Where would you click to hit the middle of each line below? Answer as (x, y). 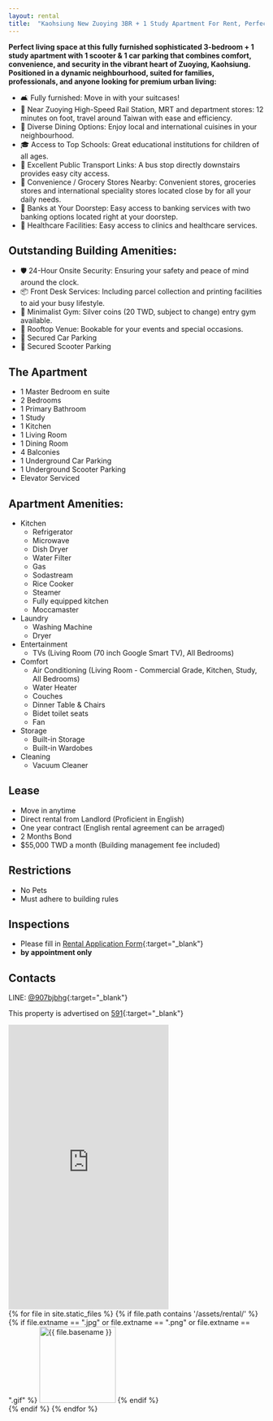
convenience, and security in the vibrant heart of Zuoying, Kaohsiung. (130, 64)
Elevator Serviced (50, 478)
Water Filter (52, 557)
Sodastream (52, 575)
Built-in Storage (58, 739)
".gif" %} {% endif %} (84, 1401)
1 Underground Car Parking (66, 461)
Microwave (51, 540)
